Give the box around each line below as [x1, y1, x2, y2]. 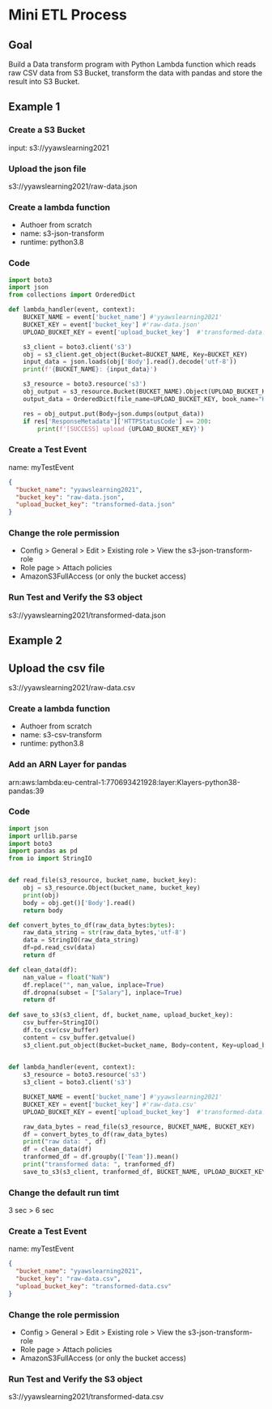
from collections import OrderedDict [8, 291, 136, 299]
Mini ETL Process [8, 6, 128, 24]
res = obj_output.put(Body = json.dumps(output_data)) [23, 409, 205, 418]
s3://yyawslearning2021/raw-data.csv [8, 682, 136, 692]
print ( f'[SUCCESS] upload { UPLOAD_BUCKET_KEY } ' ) [37, 425, 205, 433]
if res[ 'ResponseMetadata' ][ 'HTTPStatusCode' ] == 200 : [23, 417, 212, 425]
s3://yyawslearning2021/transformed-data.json [8, 610, 166, 620]
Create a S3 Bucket [8, 124, 86, 135]
